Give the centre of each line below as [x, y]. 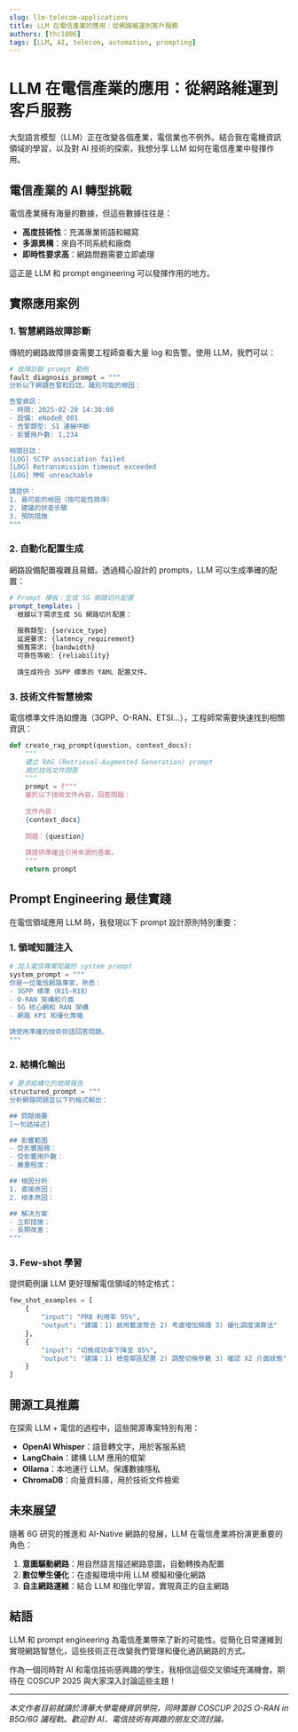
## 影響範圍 [29, 1140]
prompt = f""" [51, 787]
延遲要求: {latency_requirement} [76, 639]
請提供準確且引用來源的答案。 [71, 853]
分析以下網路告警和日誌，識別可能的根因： [75, 386]
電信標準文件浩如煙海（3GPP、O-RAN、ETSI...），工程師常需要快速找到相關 [147, 717]
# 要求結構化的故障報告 [47, 1084]
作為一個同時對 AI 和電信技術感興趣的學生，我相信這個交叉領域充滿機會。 [143, 1669]
